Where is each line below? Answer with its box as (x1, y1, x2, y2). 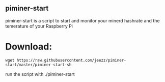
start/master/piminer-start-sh (5, 62, 72, 67)
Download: (5, 41, 52, 52)
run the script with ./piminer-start (5, 71, 75, 77)
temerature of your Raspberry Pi (5, 23, 73, 29)
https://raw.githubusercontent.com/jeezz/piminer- (16, 58, 126, 63)
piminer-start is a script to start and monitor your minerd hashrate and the (5, 17, 160, 23)
